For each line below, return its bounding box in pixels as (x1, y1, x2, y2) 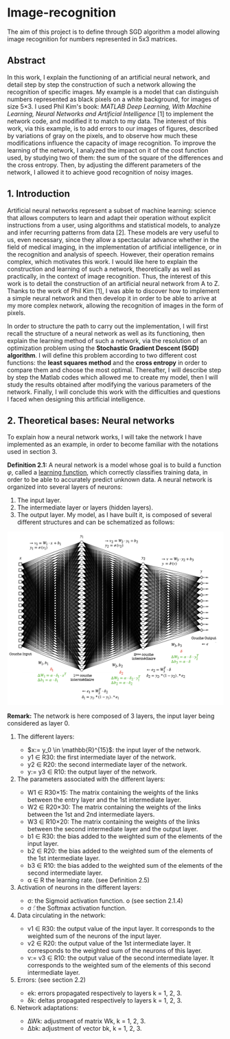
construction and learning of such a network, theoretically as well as (7, 265, 200, 273)
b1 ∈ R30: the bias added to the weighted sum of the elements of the (27, 832, 223, 840)
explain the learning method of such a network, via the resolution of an (7, 336, 207, 344)
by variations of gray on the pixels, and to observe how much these (7, 131, 198, 140)
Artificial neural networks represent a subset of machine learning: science (7, 206, 216, 215)
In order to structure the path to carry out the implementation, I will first (7, 322, 209, 330)
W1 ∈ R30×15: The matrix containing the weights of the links (27, 788, 199, 796)
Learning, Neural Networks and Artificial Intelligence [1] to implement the (7, 109, 214, 118)
